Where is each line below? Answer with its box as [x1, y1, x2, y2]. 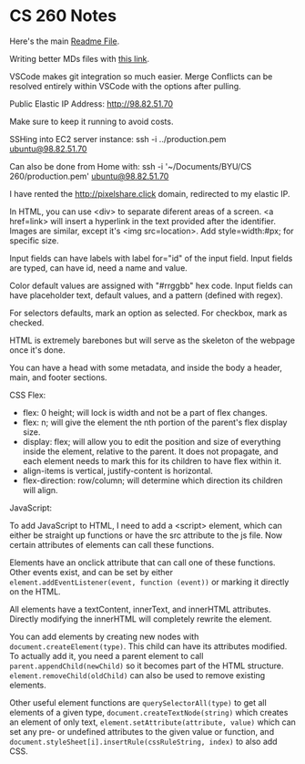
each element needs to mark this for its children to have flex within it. [22, 455, 282, 466]
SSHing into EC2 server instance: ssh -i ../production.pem [9, 133, 227, 144]
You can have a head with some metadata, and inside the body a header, [9, 362, 282, 373]
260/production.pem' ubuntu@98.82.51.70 [9, 170, 169, 181]
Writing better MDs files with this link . [9, 53, 150, 64]
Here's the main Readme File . [9, 36, 120, 46]
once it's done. [9, 344, 66, 356]
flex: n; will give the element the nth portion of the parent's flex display [22, 417, 288, 428]
